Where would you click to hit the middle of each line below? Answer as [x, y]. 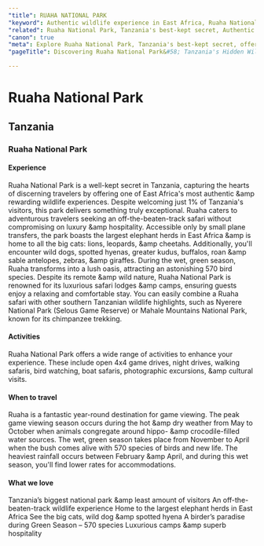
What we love [31, 482]
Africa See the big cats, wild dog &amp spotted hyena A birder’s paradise [126, 517]
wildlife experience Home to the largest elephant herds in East [152, 508]
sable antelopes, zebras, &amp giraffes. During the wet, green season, [122, 260]
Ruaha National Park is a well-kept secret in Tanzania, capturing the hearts [129, 185]
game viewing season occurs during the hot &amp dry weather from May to [130, 423]
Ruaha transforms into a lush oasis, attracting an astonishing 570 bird [120, 269]
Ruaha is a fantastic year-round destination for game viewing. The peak [124, 415]
